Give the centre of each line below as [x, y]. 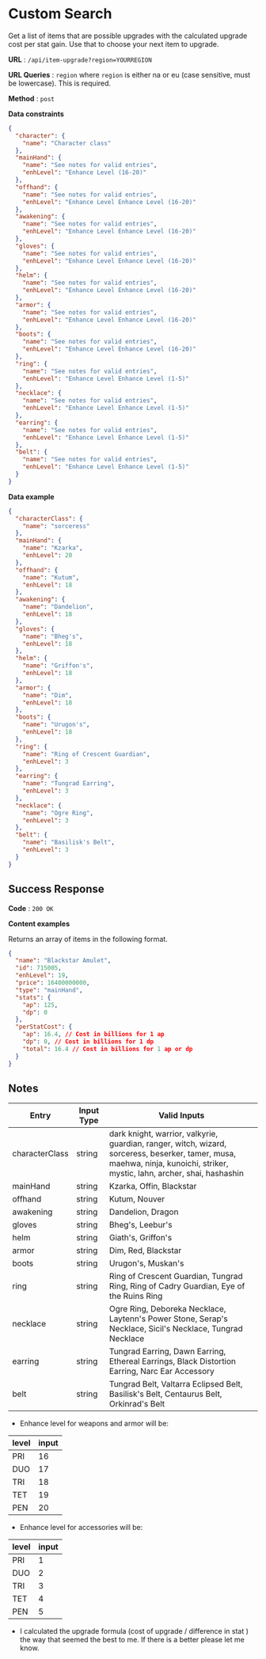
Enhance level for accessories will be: [81, 1528]
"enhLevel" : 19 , [42, 976]
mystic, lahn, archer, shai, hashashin [177, 1174]
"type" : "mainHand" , [49, 990]
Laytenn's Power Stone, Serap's [169, 1319]
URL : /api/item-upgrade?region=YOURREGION [80, 59]
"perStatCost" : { [44, 1027]
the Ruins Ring [136, 1296]
